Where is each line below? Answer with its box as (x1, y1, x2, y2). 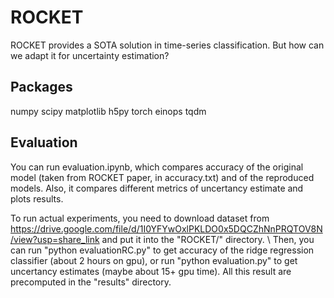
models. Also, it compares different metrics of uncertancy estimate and (10, 182, 304, 194)
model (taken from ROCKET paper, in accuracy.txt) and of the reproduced (10, 171, 315, 183)
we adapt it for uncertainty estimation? (10, 49, 170, 61)
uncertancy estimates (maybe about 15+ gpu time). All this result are (10, 265, 292, 277)
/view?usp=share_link (10, 233, 100, 245)
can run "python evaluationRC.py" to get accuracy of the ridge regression (10, 244, 315, 256)
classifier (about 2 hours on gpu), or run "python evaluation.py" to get (10, 254, 298, 266)
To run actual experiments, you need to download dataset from (10, 212, 270, 224)
